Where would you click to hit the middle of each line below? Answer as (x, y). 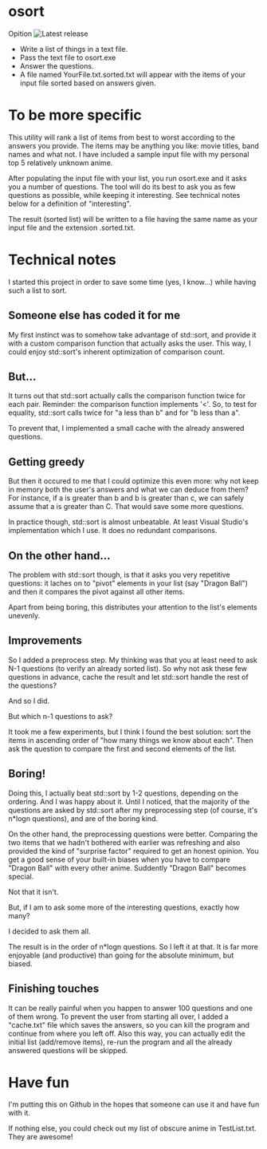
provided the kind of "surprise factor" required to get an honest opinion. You (133, 851)
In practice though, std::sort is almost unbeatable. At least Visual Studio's (128, 522)
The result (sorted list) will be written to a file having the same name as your (133, 219)
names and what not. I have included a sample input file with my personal (129, 154)
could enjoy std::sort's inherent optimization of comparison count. (117, 351)
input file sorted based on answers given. (88, 83)
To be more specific (75, 115)
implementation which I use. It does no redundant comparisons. (113, 531)
